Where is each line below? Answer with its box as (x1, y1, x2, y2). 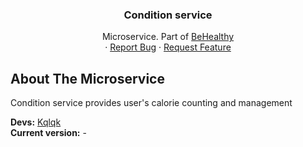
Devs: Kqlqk (10, 116, 62, 128)
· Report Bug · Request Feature (104, 41, 232, 53)
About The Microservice (10, 70, 165, 87)
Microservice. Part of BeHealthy (101, 31, 235, 43)
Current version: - (10, 127, 87, 139)
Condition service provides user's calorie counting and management (10, 97, 293, 109)
